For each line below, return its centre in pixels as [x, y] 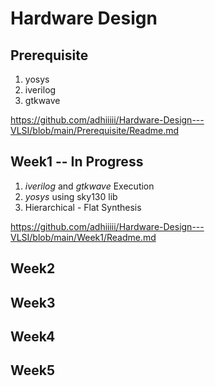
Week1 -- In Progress [77, 162]
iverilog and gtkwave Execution [89, 186]
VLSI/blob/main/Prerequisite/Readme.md [95, 130]
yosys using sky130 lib [71, 196]
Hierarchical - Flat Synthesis [83, 207]
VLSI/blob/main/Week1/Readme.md [83, 237]
